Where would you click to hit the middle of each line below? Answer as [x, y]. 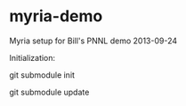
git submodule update [49, 92]
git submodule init [42, 75]
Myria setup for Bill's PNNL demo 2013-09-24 [93, 41]
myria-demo [56, 16]
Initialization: [32, 57]
